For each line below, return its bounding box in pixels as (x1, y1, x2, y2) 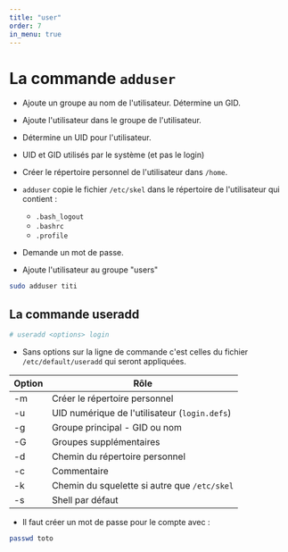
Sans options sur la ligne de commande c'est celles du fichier (21, 346, 249, 357)
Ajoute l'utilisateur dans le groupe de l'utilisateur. (21, 115, 202, 126)
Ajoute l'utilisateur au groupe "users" (21, 264, 159, 275)
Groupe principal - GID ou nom (52, 421, 183, 433)
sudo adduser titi (9, 282, 78, 291)
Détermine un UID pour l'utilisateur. (21, 132, 152, 143)
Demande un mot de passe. (21, 247, 125, 258)
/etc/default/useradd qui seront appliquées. (21, 355, 187, 366)
